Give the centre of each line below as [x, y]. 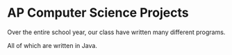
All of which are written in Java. [52, 45]
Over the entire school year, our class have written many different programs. [116, 32]
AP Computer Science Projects [98, 13]
